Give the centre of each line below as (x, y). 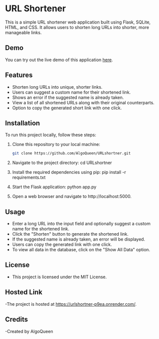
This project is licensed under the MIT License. (59, 277)
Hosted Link (24, 292)
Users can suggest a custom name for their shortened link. (71, 92)
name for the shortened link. (41, 229)
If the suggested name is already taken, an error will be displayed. (79, 239)
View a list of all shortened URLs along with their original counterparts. (83, 102)
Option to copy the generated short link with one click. (67, 108)
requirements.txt (29, 177)
